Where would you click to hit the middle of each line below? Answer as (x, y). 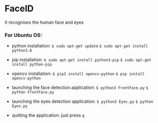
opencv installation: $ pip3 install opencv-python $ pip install (78, 74)
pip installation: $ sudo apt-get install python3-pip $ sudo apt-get (81, 60)
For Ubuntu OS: (23, 35)
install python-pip (32, 65)
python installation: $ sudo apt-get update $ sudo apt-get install (80, 46)
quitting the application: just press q (48, 115)
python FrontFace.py (33, 92)
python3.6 (22, 51)
